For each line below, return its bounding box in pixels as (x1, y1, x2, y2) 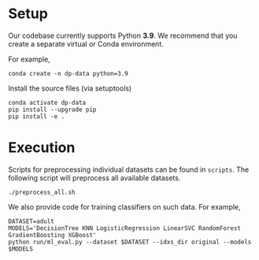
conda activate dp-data (8, 98, 87, 106)
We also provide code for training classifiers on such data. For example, (8, 202, 242, 211)
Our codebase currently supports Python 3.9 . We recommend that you (8, 31, 238, 40)
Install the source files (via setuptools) (8, 84, 132, 93)
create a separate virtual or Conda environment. (8, 39, 164, 48)
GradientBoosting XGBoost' (8, 231, 97, 239)
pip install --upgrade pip (8, 106, 97, 113)
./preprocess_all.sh (8, 188, 76, 196)
